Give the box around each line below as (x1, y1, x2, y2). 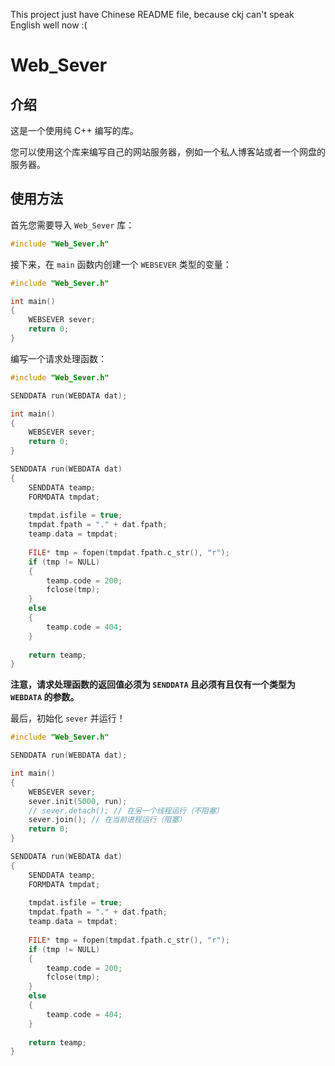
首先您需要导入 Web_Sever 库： (10, 219, 135, 231)
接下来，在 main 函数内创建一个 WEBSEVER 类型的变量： (10, 258, 232, 270)
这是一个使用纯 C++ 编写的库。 (10, 125, 139, 136)
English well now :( (10, 19, 88, 31)
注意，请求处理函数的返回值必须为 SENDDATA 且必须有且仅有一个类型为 (10, 679, 296, 691)
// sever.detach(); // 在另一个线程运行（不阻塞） (28, 805, 224, 816)
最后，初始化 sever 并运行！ (10, 712, 126, 724)
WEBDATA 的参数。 (10, 691, 80, 703)
